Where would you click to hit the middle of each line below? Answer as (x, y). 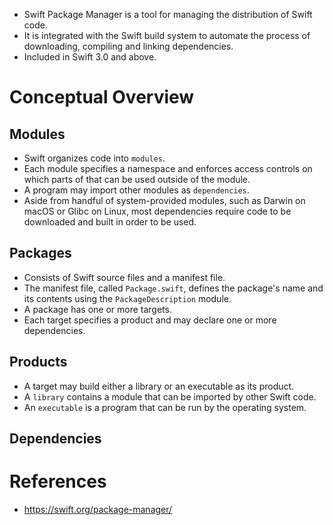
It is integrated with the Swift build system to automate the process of (167, 35)
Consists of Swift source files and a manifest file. (124, 277)
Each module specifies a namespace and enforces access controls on (168, 168)
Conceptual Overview (102, 97)
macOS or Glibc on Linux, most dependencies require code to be (157, 211)
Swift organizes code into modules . (94, 158)
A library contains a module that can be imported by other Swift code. (170, 396)
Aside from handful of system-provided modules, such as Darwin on (164, 200)
